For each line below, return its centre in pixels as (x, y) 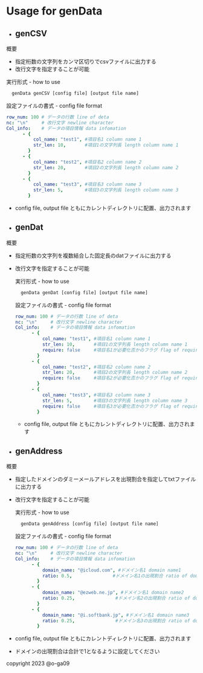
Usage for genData (54, 11)
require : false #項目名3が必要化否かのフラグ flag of (111, 406)
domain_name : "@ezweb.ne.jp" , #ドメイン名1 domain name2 (113, 593)
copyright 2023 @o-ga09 (38, 663)
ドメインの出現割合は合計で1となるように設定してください (87, 651)
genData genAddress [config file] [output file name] (90, 524)
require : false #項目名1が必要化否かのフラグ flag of (111, 350)
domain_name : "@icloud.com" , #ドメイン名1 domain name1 (111, 570)
